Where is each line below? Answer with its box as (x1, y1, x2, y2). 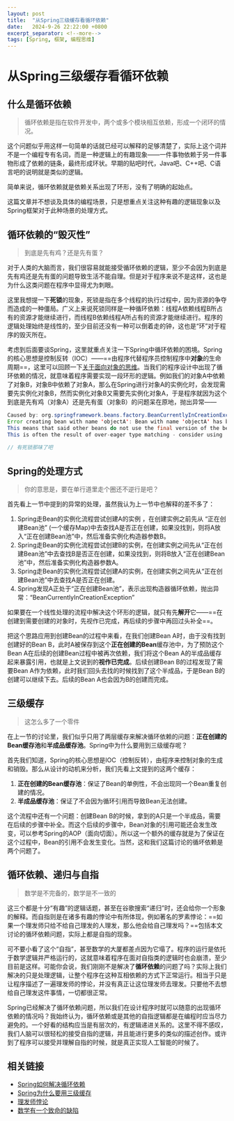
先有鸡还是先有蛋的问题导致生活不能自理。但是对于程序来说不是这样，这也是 (7, 272, 227, 280)
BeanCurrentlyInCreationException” (32, 593, 135, 601)
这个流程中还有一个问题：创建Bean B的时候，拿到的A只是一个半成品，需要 (7, 811, 221, 820)
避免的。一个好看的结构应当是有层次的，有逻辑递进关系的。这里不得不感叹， (7, 1020, 227, 1029)
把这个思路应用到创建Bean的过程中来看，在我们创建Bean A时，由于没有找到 (7, 632, 226, 639)
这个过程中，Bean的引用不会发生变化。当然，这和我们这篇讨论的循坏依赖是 (7, 838, 224, 846)
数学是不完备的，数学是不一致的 (24, 889, 116, 897)
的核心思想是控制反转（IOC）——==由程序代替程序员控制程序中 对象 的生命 (7, 354, 221, 362)
